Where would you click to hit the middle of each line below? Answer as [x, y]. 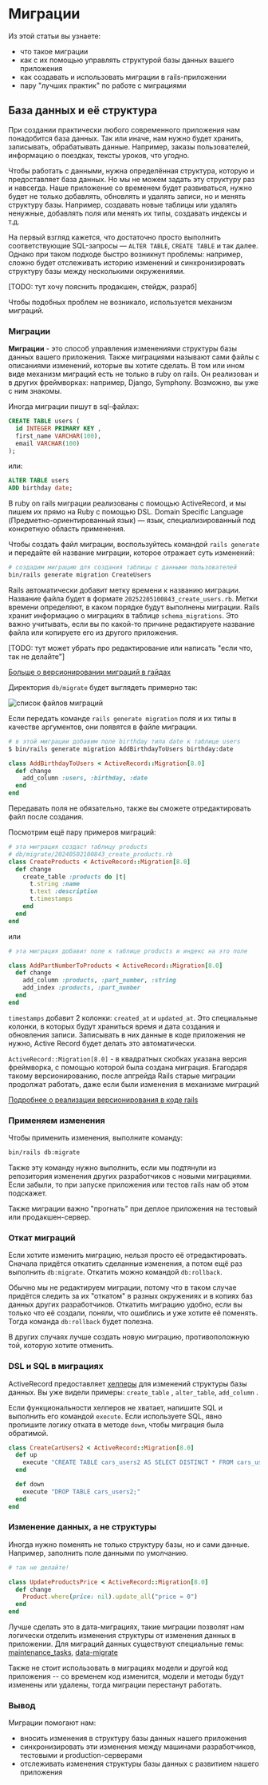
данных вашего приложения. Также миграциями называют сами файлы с [134, 357]
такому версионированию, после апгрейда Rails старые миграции [122, 1076]
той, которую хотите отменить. [61, 1346]
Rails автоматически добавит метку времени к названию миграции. [124, 590]
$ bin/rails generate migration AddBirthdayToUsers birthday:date [121, 749]
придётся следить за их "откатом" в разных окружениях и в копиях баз [130, 1296]
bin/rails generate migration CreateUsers [80, 575]
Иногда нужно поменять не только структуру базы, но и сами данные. [129, 1544]
